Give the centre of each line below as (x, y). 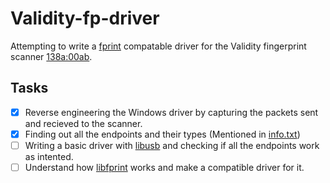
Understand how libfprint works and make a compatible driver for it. (164, 167)
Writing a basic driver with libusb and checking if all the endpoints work (172, 145)
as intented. (49, 156)
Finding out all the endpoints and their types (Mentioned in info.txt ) (162, 134)
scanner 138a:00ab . (51, 56)
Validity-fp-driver (85, 18)
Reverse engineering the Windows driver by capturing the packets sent (171, 112)
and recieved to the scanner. (83, 123)
